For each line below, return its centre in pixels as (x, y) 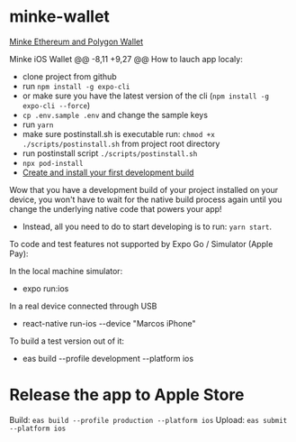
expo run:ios (45, 288)
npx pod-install (53, 163)
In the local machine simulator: (66, 271)
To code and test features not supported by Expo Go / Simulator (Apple (141, 244)
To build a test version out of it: (67, 341)
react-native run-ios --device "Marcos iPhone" (109, 323)
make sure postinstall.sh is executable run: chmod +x (119, 134)
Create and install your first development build (108, 172)
